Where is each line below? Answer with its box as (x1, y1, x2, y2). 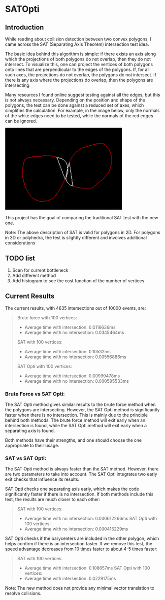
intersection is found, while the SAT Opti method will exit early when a (5, 422, 147, 428)
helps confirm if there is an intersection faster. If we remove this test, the (5, 541, 153, 547)
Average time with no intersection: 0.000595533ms (24, 378, 129, 384)
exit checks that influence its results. (5, 476, 80, 482)
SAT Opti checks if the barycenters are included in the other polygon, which (5, 535, 159, 541)
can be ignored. (5, 118, 37, 124)
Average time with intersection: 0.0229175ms (24, 575, 116, 582)
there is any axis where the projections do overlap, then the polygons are (5, 77, 154, 83)
